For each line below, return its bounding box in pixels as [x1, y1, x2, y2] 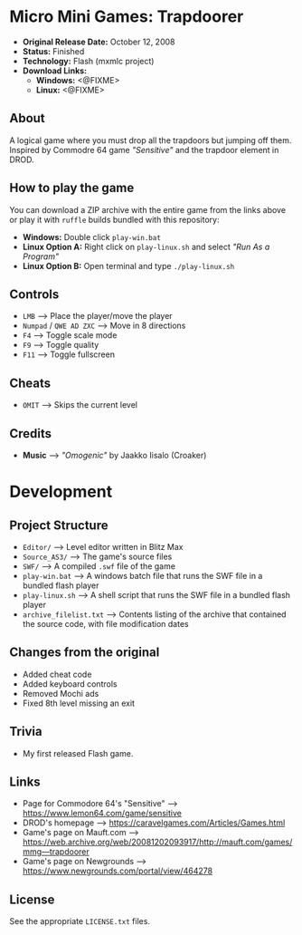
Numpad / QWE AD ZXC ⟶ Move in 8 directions [22, 320, 186, 332]
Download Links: [22, 65, 88, 76]
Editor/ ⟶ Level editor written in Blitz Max [22, 542, 184, 552]
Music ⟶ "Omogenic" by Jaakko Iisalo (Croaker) [22, 450, 207, 460]
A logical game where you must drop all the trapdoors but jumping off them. [9, 134, 292, 146]
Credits [9, 426, 52, 441]
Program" [22, 251, 60, 262]
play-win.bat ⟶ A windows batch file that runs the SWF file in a [22, 571, 263, 581]
